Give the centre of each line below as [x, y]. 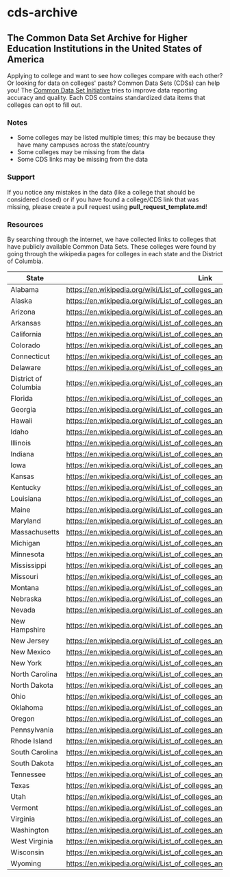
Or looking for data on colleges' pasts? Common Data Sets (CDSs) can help [114, 83]
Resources [25, 224]
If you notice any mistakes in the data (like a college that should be [101, 192]
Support [21, 177]
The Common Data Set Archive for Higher [98, 38]
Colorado [26, 345]
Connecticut [30, 356]
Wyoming [26, 863]
